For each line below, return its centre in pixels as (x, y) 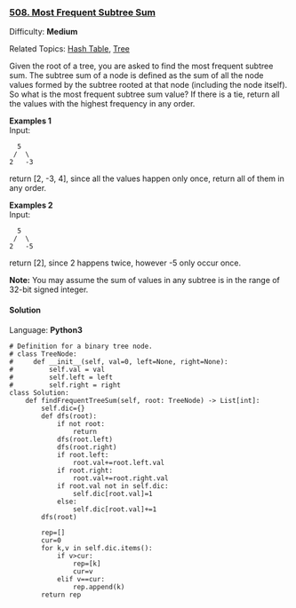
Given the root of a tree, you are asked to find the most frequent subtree (141, 66)
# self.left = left (61, 377)
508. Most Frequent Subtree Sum (82, 12)
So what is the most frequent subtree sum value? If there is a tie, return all (144, 94)
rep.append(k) (99, 587)
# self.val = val (57, 369)
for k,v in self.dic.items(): (97, 548)
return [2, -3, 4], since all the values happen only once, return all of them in (147, 178)
